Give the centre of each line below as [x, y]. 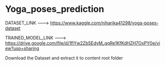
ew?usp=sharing [22, 48]
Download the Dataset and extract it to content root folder [64, 58]
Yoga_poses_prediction [55, 9]
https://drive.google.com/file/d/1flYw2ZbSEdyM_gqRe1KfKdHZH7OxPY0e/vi [82, 43]
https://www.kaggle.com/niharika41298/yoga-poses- [104, 23]
